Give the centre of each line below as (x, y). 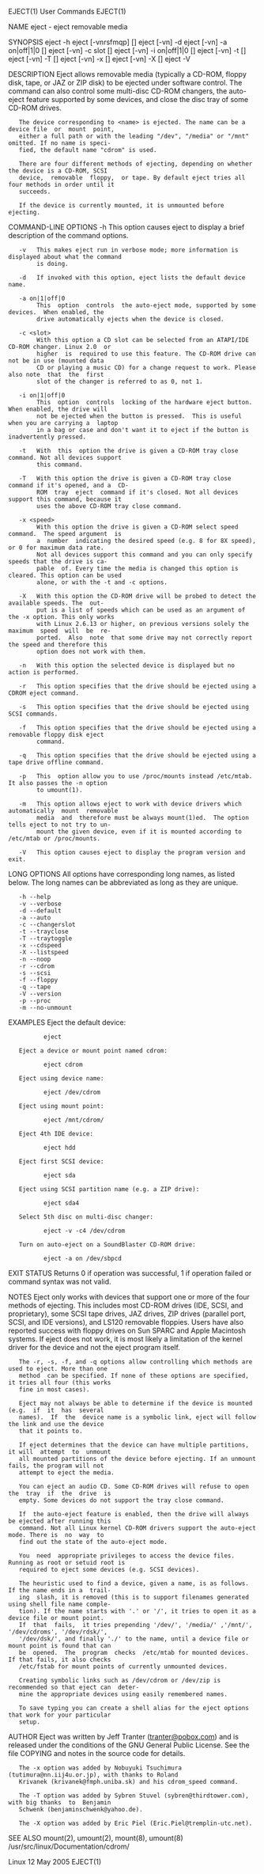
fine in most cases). (54, 1390)
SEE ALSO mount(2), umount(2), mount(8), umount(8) (96, 1838)
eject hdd (60, 1148)
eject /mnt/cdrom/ (74, 1120)
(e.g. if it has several (56, 1410)
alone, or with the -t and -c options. (102, 582)
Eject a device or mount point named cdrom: (93, 1051)
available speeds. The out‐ (56, 603)
